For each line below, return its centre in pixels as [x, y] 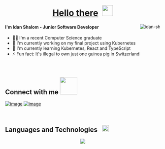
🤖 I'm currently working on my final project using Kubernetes [74, 43]
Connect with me [32, 92]
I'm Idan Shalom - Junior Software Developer [52, 27]
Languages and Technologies [51, 130]
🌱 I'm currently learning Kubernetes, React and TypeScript [71, 48]
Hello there [75, 13]
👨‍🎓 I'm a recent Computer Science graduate [57, 38]
